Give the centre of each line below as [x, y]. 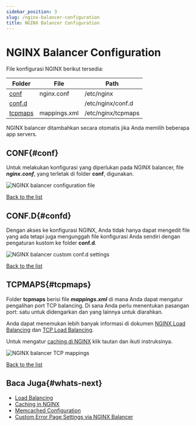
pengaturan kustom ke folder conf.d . [51, 243]
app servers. [22, 134]
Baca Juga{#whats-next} [54, 383]
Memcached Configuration [48, 410]
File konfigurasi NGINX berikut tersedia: [55, 69]
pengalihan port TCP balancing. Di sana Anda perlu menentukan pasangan [98, 305]
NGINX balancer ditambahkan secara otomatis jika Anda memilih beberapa [98, 128]
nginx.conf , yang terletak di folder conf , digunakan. [70, 174]
